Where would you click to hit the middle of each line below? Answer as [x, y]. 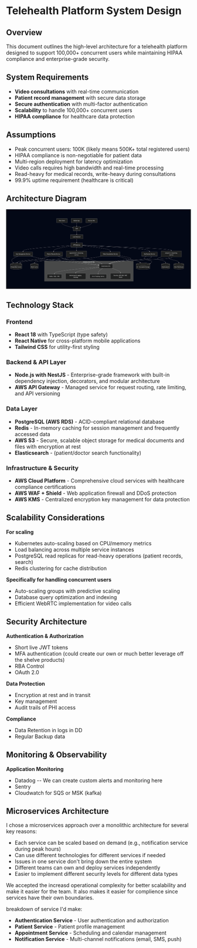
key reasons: [21, 831]
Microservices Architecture [58, 811]
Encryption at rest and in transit [52, 695]
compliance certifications [45, 487]
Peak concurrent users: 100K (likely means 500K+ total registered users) [102, 149]
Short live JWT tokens [41, 647]
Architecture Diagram [46, 198]
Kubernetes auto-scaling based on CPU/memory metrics [83, 543]
